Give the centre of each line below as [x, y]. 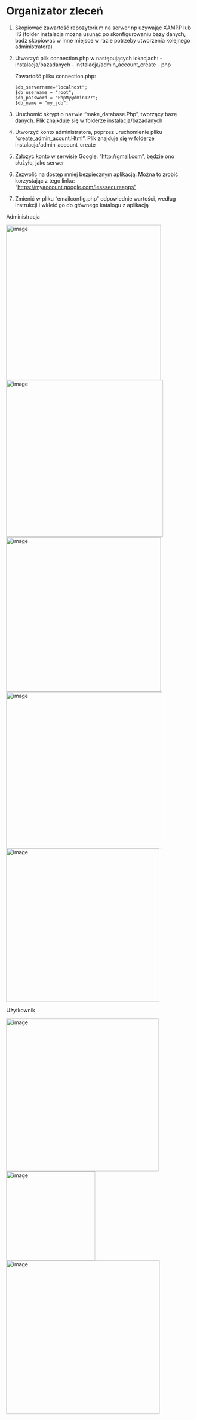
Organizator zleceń [55, 11]
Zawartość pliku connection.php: [55, 76]
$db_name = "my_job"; [41, 103]
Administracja [23, 216]
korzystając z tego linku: [45, 180]
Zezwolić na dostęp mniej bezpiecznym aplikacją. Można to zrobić [96, 174]
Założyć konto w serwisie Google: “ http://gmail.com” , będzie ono [95, 156]
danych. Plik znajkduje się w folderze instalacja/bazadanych [89, 120]
